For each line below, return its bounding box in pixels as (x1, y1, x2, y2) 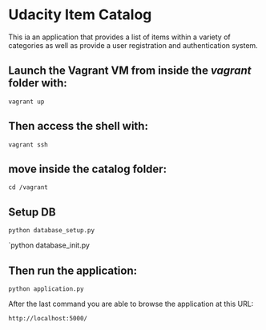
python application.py (8, 285, 84, 293)
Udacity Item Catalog (8, 6, 152, 24)
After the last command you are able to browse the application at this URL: (8, 299, 254, 308)
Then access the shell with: (8, 119, 148, 133)
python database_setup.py (8, 227, 95, 235)
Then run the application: (8, 264, 138, 277)
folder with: (8, 76, 68, 90)
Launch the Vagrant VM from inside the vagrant (8, 64, 252, 78)
